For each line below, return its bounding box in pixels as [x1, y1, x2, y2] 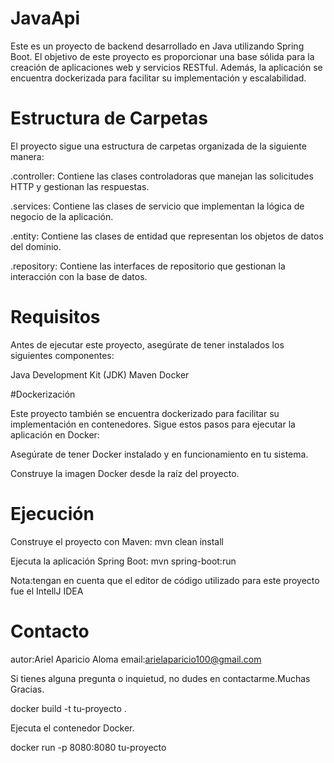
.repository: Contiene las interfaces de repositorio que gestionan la [10, 260, 286, 272]
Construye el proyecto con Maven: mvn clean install [10, 535, 224, 547]
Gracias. [10, 683, 45, 695]
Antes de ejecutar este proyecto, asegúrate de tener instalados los [10, 338, 285, 351]
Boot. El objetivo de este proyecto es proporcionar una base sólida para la [10, 50, 315, 62]
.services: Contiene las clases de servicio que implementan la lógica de [10, 200, 305, 212]
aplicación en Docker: [10, 428, 100, 441]
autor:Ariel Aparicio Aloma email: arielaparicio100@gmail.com [10, 653, 262, 665]
